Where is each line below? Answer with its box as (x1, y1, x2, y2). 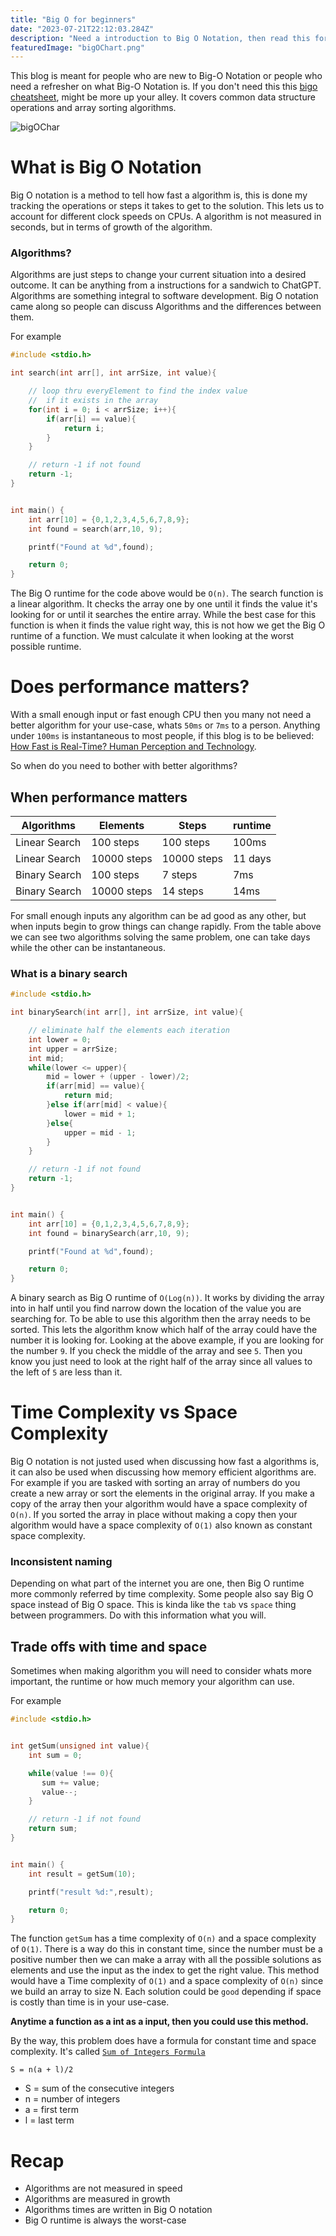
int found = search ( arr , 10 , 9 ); (28, 524, 163, 534)
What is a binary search (10, 966, 128, 980)
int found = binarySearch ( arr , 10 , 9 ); (28, 1228, 190, 1238)
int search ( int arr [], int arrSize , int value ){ (10, 368, 217, 378)
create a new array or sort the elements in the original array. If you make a (10, 1487, 315, 1500)
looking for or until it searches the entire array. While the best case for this (10, 609, 317, 621)
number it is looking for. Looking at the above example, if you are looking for (10, 1334, 325, 1346)
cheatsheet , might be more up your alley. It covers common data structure (10, 91, 316, 103)
